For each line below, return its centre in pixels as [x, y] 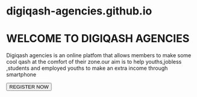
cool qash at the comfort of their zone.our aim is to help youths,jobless [94, 62]
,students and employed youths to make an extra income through [87, 68]
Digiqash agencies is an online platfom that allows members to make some [99, 55]
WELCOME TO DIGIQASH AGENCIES [98, 39]
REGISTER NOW [29, 87]
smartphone [21, 75]
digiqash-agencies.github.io [79, 11]
